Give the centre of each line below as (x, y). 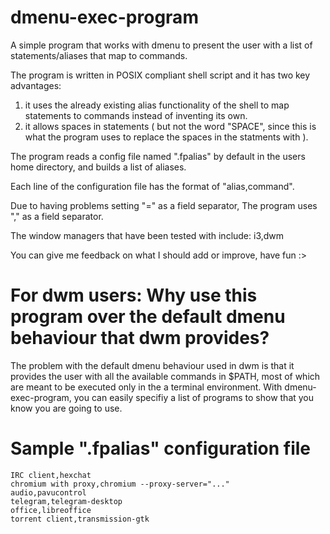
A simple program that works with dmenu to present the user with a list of (161, 45)
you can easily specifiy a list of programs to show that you (194, 397)
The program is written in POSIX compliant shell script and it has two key (160, 75)
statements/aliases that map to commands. (99, 55)
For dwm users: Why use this (134, 295)
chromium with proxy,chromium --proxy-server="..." (120, 484)
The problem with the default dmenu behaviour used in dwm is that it (152, 365)
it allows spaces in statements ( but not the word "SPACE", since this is (170, 126)
